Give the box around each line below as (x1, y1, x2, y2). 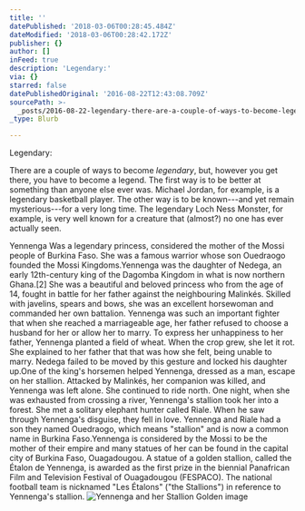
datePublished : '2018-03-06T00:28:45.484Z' (9, 22, 177, 31)
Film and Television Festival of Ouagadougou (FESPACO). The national (9, 472, 272, 483)
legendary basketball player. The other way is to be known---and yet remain (9, 194, 295, 205)
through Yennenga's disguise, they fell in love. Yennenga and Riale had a (9, 414, 281, 425)
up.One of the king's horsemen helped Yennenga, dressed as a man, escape (9, 366, 296, 377)
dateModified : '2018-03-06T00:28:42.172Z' (9, 30, 172, 39)
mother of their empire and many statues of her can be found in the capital (9, 443, 289, 454)
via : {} (9, 73, 39, 82)
